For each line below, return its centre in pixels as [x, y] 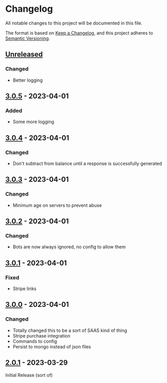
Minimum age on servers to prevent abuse [57, 205]
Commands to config [35, 341]
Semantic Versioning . [28, 38]
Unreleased [24, 54]
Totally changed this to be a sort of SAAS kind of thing [70, 330]
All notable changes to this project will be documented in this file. [74, 23]
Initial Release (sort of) [29, 375]
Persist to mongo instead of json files [52, 346]
